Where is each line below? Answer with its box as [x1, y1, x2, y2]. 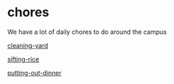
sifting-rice [7, 54, 40, 64]
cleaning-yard [7, 41, 48, 49]
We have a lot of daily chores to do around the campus [7, 28, 168, 36]
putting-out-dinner [7, 68, 62, 77]
